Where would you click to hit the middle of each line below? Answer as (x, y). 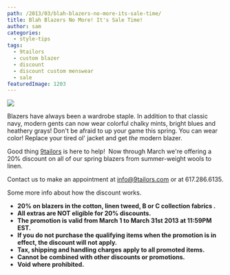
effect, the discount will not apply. (67, 243)
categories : (24, 33)
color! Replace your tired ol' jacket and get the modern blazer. (95, 138)
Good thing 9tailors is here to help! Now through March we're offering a (109, 151)
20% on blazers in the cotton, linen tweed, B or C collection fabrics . (116, 206)
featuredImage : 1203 (37, 84)
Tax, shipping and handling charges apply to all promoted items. (111, 250)
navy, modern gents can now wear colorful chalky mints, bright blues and (111, 124)
